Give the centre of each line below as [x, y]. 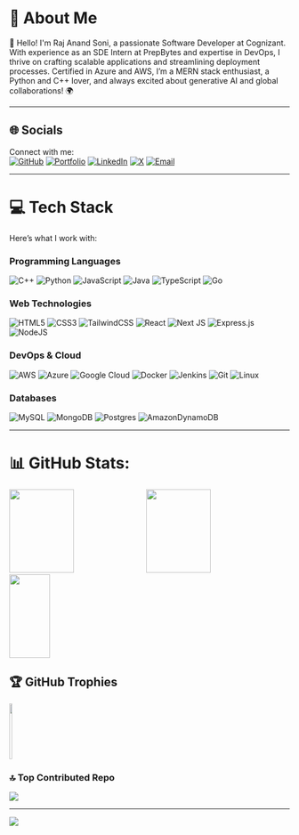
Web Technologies [50, 304]
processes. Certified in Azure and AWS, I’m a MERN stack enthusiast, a [139, 71]
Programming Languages [65, 261]
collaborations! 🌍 [41, 90]
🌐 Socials [36, 130]
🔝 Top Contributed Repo [62, 777]
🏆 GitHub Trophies [64, 682]
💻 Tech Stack [61, 207]
